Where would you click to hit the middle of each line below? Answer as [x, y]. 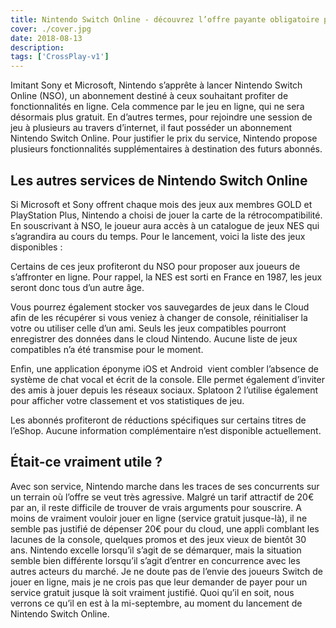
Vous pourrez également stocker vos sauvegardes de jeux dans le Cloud [160, 307]
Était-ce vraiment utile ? [86, 462]
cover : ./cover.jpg [51, 29]
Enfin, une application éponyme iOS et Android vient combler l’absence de [164, 368]
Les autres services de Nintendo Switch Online [159, 180]
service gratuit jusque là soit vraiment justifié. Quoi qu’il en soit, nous [152, 592]
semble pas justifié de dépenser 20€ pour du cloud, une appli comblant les [165, 528]
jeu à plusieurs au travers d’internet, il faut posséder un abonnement [151, 128]
